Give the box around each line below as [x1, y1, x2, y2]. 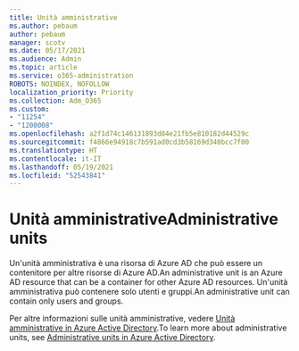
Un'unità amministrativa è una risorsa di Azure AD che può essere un [9, 258, 263, 269]
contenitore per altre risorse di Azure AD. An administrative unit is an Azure [9, 267, 283, 278]
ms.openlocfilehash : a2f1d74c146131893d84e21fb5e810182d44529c [9, 130, 250, 138]
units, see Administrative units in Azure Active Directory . [9, 332, 216, 343]
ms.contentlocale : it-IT [9, 154, 102, 163]
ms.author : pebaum [9, 21, 78, 30]
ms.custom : [9, 104, 50, 113]
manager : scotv [9, 38, 66, 47]
